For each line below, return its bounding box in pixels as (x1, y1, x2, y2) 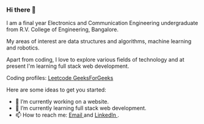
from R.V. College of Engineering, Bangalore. (6, 26, 119, 33)
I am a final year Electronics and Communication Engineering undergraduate (6, 20, 199, 27)
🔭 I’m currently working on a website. (15, 98, 109, 106)
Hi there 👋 (6, 5, 37, 14)
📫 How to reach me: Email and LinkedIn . (15, 111, 119, 119)
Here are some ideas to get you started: (6, 86, 107, 93)
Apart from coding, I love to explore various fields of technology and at (6, 56, 184, 64)
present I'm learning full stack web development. (6, 62, 129, 70)
